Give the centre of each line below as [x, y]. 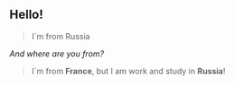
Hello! [26, 15]
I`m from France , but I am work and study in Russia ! [128, 71]
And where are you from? [57, 54]
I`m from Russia [61, 36]
